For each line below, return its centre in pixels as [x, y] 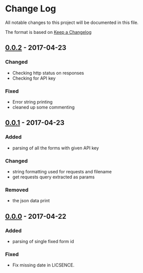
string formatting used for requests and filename [62, 171]
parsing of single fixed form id [43, 241]
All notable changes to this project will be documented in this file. [72, 22]
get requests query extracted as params [53, 177]
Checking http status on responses [48, 73]
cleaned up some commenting [43, 107]
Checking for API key [34, 78]
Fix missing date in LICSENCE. [43, 265]
